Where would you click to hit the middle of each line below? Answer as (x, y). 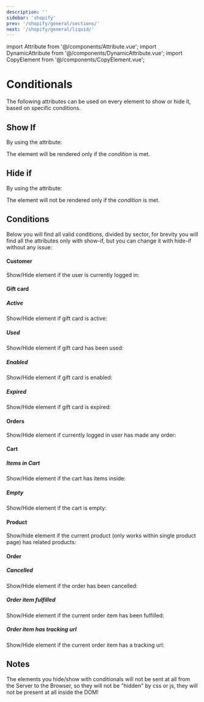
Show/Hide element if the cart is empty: (57, 508)
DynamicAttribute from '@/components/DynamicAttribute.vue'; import (94, 53)
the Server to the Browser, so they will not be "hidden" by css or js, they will (102, 685)
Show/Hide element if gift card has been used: (65, 348)
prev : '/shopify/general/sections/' (53, 23)
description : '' (27, 12)
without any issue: (29, 247)
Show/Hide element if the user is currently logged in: (73, 275)
